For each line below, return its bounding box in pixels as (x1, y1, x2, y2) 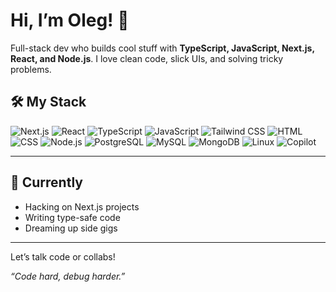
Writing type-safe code (24, 211, 121, 223)
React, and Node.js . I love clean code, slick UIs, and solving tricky (10, 52, 284, 64)
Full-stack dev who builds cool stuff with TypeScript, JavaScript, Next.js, (10, 42, 315, 54)
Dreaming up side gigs (24, 222, 118, 234)
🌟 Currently (10, 174, 83, 191)
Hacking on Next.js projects (24, 200, 140, 213)
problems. (10, 63, 52, 75)
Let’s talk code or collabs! (10, 250, 116, 263)
